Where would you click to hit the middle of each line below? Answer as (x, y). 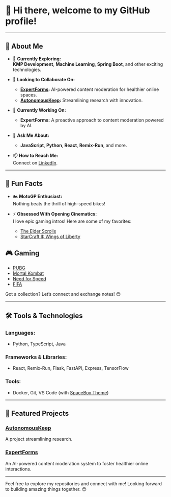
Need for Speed (30, 279)
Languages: (20, 333)
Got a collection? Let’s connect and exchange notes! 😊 (63, 294)
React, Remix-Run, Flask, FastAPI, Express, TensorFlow (70, 368)
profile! (21, 21)
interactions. (18, 469)
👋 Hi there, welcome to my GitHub (78, 10)
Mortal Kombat (28, 273)
